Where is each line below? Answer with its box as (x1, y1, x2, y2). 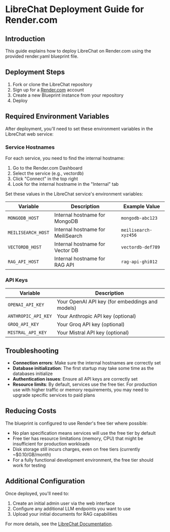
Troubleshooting (5, 346, 59, 355)
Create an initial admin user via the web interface (12, 500, 115, 506)
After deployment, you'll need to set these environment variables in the (5, 126, 153, 132)
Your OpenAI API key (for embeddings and (57, 298, 158, 305)
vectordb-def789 (121, 244, 160, 250)
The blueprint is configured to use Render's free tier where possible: (5, 420, 148, 426)
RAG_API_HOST (8, 259, 39, 264)
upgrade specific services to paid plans (12, 392, 95, 398)
